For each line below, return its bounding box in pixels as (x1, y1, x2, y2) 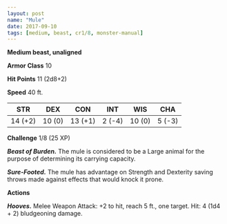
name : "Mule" (7, 17, 45, 23)
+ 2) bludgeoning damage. (7, 210, 83, 218)
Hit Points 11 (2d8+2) (7, 75, 68, 83)
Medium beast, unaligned (7, 48, 82, 57)
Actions (7, 189, 30, 197)
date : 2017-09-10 (7, 23, 57, 30)
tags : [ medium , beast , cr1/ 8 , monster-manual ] (7, 29, 144, 37)
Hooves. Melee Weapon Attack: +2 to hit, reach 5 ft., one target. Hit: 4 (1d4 (7, 202, 221, 210)
